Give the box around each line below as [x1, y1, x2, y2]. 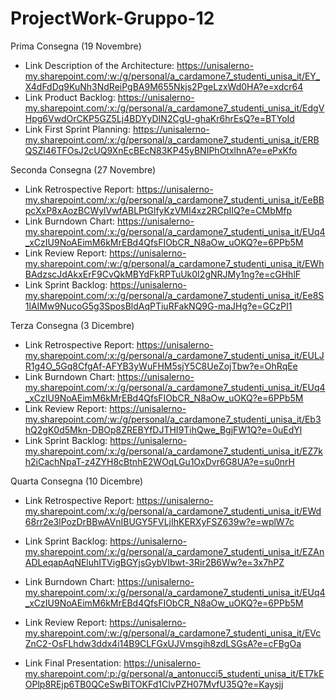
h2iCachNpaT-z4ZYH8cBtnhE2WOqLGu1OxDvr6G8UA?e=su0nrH [24, 455, 295, 467]
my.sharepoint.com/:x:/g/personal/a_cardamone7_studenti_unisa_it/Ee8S [24, 289, 325, 301]
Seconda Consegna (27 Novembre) [10, 163, 157, 176]
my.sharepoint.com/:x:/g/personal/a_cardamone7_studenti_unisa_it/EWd [24, 505, 322, 517]
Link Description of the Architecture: [24, 59, 175, 71]
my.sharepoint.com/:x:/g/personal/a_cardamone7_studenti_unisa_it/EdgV [24, 102, 325, 114]
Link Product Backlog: [24, 91, 116, 103]
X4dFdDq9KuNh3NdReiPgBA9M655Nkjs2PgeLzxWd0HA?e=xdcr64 [24, 80, 304, 92]
